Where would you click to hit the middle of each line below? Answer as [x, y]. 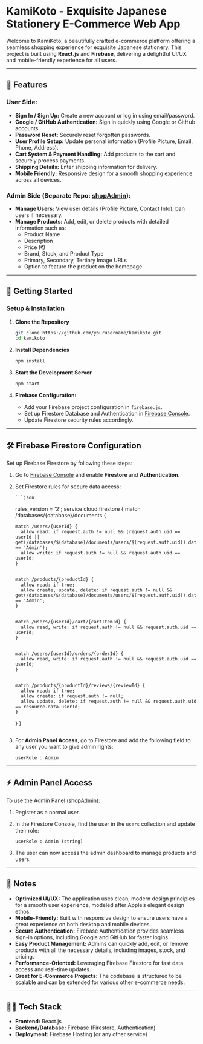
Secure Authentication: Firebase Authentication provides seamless [99, 931]
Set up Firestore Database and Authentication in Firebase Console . [107, 414]
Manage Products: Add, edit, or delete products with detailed [92, 221]
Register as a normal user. [47, 812]
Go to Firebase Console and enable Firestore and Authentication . [97, 474]
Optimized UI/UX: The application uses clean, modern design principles [105, 899]
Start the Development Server [53, 373]
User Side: [22, 102]
